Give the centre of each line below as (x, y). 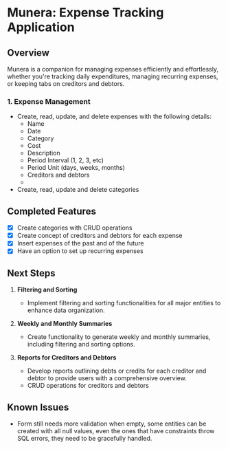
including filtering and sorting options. (81, 344)
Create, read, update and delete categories (78, 190)
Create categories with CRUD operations (75, 228)
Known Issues (38, 407)
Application (41, 27)
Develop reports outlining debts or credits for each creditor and (117, 371)
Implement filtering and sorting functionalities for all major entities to (124, 303)
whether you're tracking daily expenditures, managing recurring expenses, (113, 76)
